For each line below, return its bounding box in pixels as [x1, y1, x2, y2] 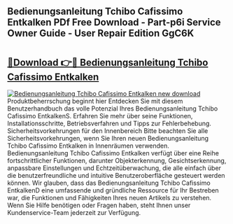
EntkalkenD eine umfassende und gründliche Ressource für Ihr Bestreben [7, 186, 219, 195]
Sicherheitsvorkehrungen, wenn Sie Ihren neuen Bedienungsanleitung [7, 134, 209, 142]
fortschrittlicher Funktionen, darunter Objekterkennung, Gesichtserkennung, [7, 157, 227, 164]
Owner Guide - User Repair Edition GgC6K [7, 27, 195, 39]
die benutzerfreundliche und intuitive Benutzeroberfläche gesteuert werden [7, 171, 225, 179]
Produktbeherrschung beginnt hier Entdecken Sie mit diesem [7, 97, 183, 105]
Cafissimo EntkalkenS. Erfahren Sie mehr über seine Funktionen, [7, 112, 193, 120]
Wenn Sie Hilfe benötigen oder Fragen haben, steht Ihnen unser [7, 201, 191, 209]
